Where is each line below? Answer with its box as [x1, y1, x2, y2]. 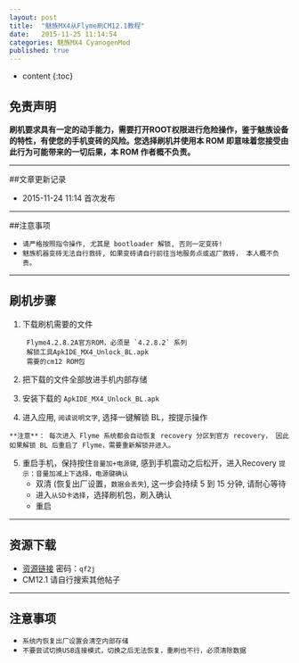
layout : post [9, 12, 58, 22]
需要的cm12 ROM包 [26, 357, 85, 366]
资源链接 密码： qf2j [21, 563, 96, 574]
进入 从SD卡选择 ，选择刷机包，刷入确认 [35, 489, 172, 500]
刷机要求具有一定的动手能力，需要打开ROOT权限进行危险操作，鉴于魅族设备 [9, 124, 289, 135]
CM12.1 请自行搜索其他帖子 [21, 574, 121, 584]
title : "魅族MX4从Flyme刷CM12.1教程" [9, 21, 145, 30]
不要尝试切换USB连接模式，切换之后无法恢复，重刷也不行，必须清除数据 [21, 646, 246, 656]
